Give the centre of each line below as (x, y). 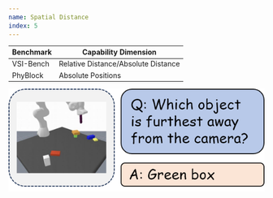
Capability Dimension (119, 52)
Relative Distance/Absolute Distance (119, 64)
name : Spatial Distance (49, 17)
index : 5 (23, 26)
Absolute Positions (90, 75)
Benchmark (32, 52)
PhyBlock (28, 75)
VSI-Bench (31, 64)
